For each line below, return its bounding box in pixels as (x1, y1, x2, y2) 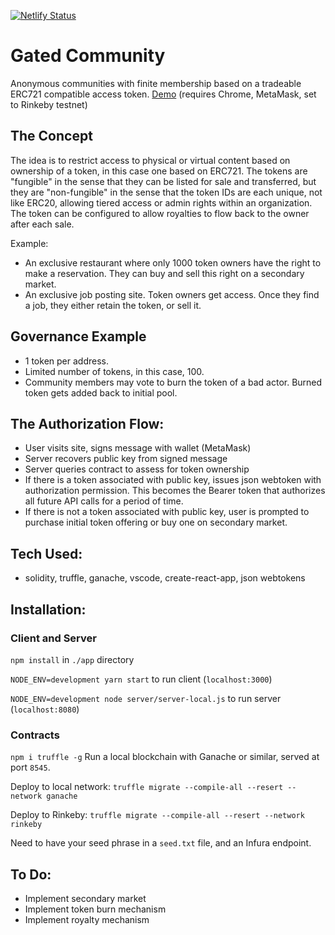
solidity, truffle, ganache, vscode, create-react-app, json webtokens (24, 572, 306, 584)
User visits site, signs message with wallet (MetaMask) (24, 442, 252, 454)
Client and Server (10, 631, 97, 645)
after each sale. (10, 218, 75, 230)
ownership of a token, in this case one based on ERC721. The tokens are (10, 165, 308, 177)
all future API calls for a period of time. (24, 495, 184, 507)
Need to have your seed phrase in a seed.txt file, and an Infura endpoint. (10, 837, 312, 849)
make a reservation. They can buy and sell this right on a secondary (24, 267, 305, 279)
